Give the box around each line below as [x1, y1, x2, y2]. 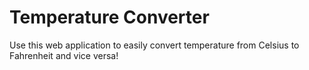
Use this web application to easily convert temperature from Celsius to [9, 39, 300, 51]
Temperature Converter [9, 6, 210, 29]
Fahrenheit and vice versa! [9, 49, 119, 61]
